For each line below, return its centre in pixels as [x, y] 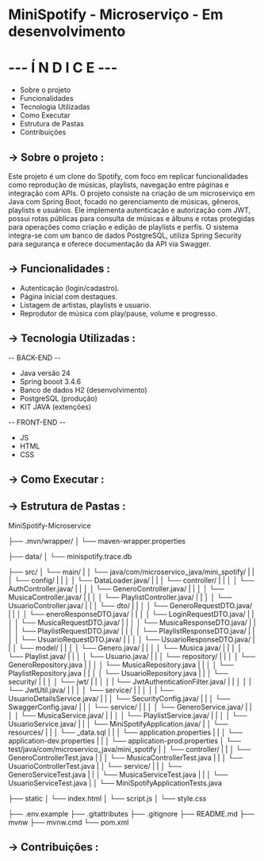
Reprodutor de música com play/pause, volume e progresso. [119, 313]
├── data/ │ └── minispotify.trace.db [70, 556]
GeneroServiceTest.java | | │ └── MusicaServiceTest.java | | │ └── [118, 774]
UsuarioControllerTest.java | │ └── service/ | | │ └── [95, 766]
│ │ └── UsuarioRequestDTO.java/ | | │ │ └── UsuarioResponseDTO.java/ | [132, 639]
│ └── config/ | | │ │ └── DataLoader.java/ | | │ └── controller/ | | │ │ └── [132, 580]
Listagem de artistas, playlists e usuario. [85, 304]
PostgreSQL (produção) [58, 398]
